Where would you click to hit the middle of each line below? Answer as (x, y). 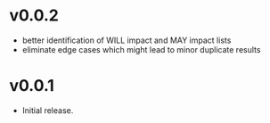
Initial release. (48, 110)
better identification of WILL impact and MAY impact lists (127, 40)
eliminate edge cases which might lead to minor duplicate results (141, 49)
